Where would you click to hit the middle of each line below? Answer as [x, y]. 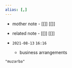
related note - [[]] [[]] [33, 33]
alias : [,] [16, 10]
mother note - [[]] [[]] [34, 24]
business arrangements [43, 52]
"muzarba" [15, 61]
